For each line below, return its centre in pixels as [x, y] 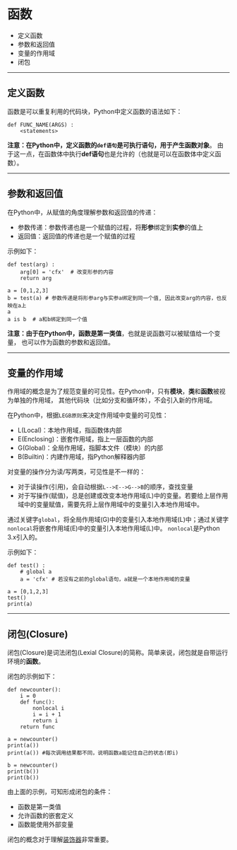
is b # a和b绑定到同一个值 [51, 319]
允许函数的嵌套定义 [45, 816]
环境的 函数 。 [26, 661]
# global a [36, 572]
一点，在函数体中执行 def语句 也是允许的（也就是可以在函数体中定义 [117, 153]
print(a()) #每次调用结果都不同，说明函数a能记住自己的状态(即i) [93, 753]
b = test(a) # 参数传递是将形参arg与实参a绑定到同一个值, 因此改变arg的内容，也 [115, 298]
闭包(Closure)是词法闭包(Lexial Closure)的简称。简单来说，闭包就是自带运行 [118, 653]
